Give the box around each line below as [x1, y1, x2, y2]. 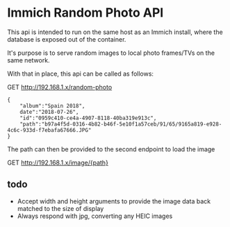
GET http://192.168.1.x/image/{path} [7, 158, 109, 167]
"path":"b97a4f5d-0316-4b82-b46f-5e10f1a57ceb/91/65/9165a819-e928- [19, 120, 222, 128]
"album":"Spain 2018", [19, 102, 85, 109]
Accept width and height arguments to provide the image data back [17, 196, 211, 205]
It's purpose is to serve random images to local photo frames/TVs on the [7, 49, 215, 57]
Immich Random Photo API [7, 5, 164, 21]
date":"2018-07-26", [19, 108, 79, 115]
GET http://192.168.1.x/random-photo [7, 83, 113, 91]
